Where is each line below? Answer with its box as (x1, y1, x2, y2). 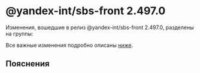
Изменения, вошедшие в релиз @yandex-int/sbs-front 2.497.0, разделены (5, 24, 194, 31)
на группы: (5, 30, 34, 37)
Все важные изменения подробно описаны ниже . (5, 42, 133, 49)
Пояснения (5, 59, 50, 69)
